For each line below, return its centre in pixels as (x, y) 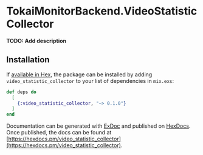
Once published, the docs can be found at (59, 133)
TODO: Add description (36, 41)
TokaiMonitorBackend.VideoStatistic (102, 11)
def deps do (21, 92)
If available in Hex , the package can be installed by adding (79, 74)
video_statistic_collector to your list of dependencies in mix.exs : (90, 81)
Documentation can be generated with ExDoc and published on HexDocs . (98, 126)
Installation (28, 60)
